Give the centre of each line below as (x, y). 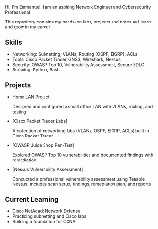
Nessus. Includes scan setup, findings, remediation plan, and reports (81, 184)
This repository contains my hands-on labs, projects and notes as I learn (78, 22)
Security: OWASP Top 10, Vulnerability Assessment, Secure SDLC (78, 64)
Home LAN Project (31, 97)
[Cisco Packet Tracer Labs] (40, 121)
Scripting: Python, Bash (36, 69)
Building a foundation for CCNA (44, 222)
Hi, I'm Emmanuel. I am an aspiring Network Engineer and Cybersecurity (78, 7)
